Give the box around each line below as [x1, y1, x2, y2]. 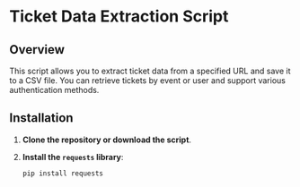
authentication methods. [9, 85, 100, 95]
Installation [9, 110, 74, 126]
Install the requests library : [22, 151, 124, 162]
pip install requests [22, 168, 103, 178]
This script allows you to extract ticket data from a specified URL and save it [9, 65, 291, 76]
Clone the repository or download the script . [22, 134, 191, 145]
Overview [9, 42, 66, 57]
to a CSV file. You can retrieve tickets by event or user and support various [9, 75, 286, 86]
